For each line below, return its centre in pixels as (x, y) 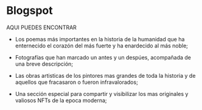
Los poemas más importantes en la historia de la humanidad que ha (100, 39)
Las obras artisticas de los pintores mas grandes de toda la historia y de (105, 75)
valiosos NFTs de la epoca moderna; (61, 100)
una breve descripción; (44, 64)
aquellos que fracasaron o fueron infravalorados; (76, 82)
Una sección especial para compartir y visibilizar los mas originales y (102, 94)
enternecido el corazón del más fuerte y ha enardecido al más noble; (102, 46)
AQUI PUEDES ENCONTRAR (42, 27)
